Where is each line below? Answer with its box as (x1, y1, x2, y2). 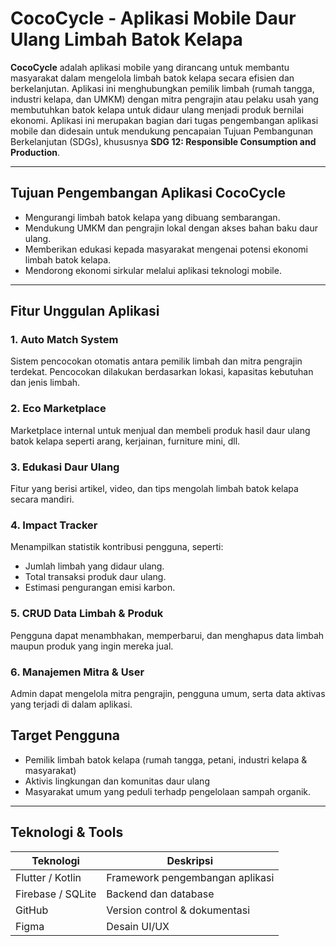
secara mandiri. (10, 493, 75, 506)
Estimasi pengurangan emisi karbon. (24, 582, 176, 594)
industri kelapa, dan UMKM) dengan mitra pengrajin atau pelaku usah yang (10, 93, 319, 105)
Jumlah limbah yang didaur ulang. (24, 560, 165, 572)
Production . (10, 146, 61, 158)
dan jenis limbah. (10, 377, 81, 389)
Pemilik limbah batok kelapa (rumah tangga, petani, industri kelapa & (24, 753, 308, 766)
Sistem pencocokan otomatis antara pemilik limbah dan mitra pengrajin (10, 355, 303, 367)
